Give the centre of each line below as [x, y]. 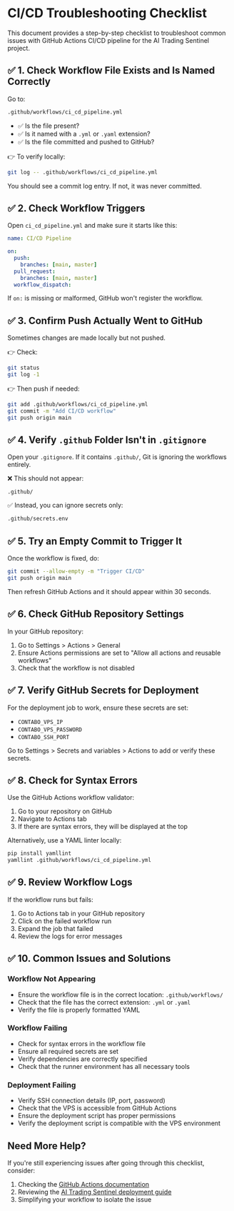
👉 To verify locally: [36, 156]
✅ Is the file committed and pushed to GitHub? [86, 141]
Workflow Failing [37, 1028]
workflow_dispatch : [43, 285]
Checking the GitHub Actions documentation [83, 1184]
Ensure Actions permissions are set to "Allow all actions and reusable [119, 653]
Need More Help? [47, 1146]
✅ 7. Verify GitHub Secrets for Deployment [103, 690]
